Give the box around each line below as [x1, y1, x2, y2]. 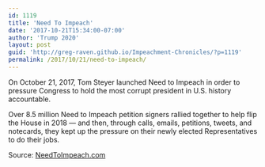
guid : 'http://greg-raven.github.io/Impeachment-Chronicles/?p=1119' [8, 48, 243, 56]
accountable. [8, 94, 51, 104]
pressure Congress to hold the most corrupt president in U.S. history [8, 85, 232, 95]
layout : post [8, 41, 51, 49]
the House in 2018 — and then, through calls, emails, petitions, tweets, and [8, 118, 252, 127]
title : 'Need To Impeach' [8, 19, 93, 27]
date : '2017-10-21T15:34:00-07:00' [8, 26, 126, 34]
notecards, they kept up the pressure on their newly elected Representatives [8, 126, 258, 135]
